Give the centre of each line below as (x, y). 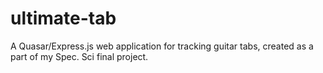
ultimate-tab (63, 18)
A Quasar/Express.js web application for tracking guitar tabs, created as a (162, 46)
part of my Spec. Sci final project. (79, 56)
